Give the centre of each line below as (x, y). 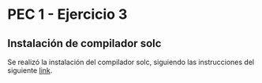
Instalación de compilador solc (84, 43)
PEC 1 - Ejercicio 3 (67, 14)
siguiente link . (30, 70)
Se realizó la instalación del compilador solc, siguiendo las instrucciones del (131, 62)
